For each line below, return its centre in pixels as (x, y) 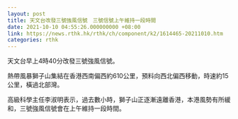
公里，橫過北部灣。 (35, 84)
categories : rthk (33, 40)
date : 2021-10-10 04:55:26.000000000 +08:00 (74, 27)
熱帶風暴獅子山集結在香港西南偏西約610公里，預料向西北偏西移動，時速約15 (118, 76)
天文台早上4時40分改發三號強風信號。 (63, 61)
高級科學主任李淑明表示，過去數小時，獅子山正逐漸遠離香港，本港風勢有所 (116, 100)
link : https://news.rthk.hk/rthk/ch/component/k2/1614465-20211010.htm (115, 33)
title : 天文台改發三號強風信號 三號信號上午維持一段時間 (82, 20)
